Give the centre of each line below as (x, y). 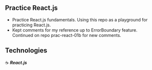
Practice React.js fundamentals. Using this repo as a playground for (80, 19)
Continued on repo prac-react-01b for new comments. (66, 35)
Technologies (26, 51)
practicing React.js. (31, 25)
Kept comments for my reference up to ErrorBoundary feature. (75, 30)
